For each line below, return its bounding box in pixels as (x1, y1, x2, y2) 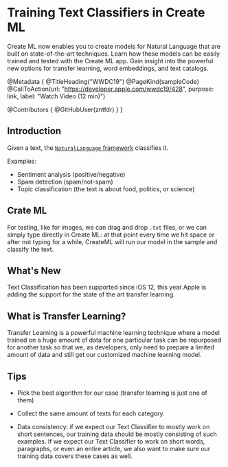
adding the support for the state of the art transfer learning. (7, 290, 175, 298)
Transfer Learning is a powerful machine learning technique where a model (7, 329, 220, 337)
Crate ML (7, 205, 47, 217)
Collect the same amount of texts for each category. (16, 409, 165, 417)
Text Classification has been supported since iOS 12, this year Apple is (7, 283, 207, 292)
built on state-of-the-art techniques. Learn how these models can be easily (7, 50, 220, 58)
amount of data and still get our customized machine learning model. (7, 351, 202, 359)
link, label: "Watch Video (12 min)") (7, 91, 106, 100)
